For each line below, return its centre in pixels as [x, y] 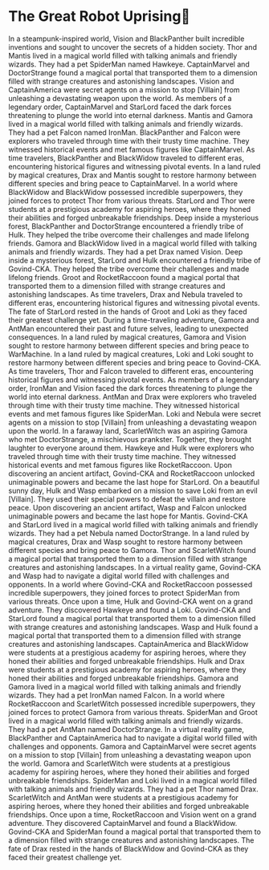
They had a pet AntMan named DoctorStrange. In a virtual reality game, [126, 729]
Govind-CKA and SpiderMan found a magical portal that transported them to [134, 831]
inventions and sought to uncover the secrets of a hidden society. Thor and [132, 47]
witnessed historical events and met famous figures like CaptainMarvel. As [132, 149]
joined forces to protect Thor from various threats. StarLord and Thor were [132, 201]
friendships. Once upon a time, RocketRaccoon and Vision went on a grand [132, 815]
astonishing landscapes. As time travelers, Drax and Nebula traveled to [126, 294]
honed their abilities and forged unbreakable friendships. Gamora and [124, 678]
